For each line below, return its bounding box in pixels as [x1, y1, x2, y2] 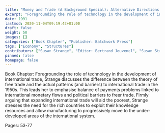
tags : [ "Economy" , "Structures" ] [5, 44, 74, 49]
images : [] [5, 35, 27, 40]
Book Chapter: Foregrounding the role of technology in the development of [5, 71, 157, 77]
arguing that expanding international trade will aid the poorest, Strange [5, 97, 148, 103]
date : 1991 [5, 16, 27, 21]
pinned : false [5, 53, 34, 58]
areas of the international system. [27, 113, 96, 119]
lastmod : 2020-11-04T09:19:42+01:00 [5, 21, 80, 26]
